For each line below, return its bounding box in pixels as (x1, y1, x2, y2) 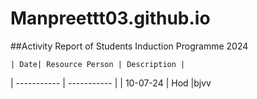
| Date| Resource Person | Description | (10, 59, 186, 69)
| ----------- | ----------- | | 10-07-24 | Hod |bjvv (10, 77, 212, 89)
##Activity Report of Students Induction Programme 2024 (10, 40, 249, 52)
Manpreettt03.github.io (10, 7, 211, 30)
